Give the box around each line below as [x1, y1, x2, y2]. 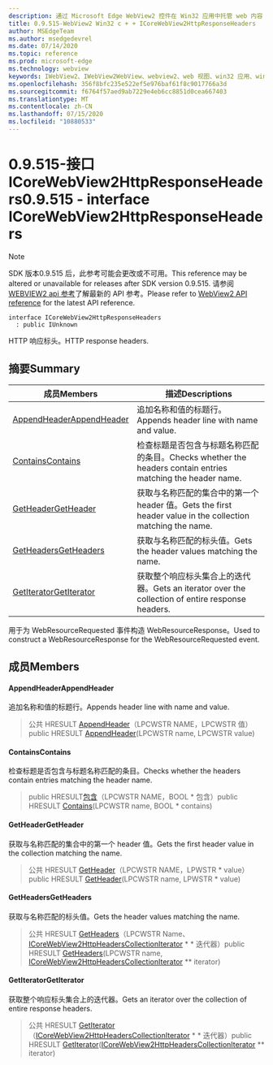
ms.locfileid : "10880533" [8, 118, 96, 126]
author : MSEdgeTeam [8, 27, 75, 35]
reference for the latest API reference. [8, 297, 136, 307]
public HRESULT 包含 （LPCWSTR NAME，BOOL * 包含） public [28, 792, 238, 802]
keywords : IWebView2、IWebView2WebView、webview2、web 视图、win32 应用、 [8, 72, 256, 80]
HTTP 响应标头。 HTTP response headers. [8, 336, 149, 345]
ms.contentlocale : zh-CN [8, 102, 93, 110]
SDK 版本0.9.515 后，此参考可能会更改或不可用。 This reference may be [8, 268, 248, 278]
